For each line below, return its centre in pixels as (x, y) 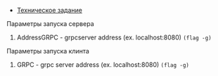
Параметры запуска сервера (50, 24)
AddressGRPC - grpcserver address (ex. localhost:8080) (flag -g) (114, 37)
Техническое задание (49, 10)
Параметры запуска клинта (48, 51)
